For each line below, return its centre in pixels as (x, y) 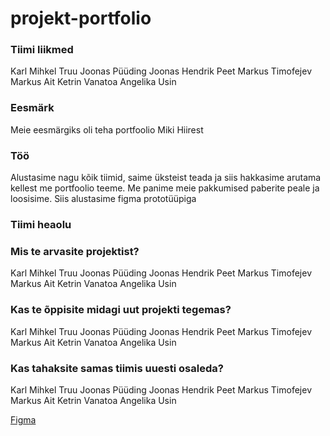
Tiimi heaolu (41, 224)
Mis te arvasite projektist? (75, 251)
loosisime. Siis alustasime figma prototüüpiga (103, 199)
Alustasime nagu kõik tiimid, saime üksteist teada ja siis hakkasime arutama (166, 178)
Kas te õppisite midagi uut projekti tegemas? (121, 310)
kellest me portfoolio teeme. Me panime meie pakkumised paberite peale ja (165, 188)
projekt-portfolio (81, 18)
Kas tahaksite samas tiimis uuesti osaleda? (117, 368)
